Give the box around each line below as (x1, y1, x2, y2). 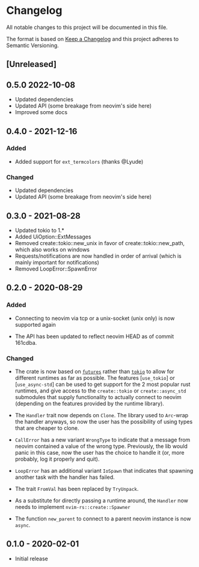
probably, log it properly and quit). (14, 455, 100, 463)
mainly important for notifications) (14, 258, 99, 266)
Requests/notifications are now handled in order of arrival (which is (14, 252, 182, 260)
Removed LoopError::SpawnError (14, 265, 97, 272)
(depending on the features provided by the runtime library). (14, 400, 164, 407)
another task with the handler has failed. (14, 473, 115, 481)
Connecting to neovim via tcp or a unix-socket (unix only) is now (14, 315, 175, 322)
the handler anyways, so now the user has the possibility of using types (14, 418, 193, 425)
